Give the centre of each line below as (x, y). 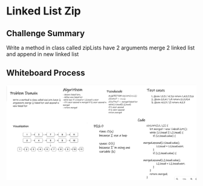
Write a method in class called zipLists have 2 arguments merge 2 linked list (101, 48)
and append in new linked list (43, 54)
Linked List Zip (44, 11)
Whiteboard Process (46, 73)
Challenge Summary (46, 33)
